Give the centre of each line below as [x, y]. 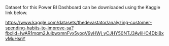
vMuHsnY [15, 38]
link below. [16, 13]
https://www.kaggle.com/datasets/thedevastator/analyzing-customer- [79, 22]
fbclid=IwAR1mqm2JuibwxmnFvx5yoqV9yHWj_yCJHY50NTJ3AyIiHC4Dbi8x [84, 33]
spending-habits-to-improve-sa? [40, 28]
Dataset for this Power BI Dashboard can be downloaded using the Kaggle [83, 7]
